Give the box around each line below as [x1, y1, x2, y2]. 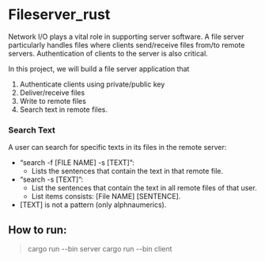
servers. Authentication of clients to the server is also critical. [8, 48, 208, 58]
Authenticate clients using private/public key [19, 79, 165, 89]
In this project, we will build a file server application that [8, 63, 190, 73]
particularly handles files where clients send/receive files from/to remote [8, 40, 245, 49]
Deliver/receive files [19, 87, 85, 97]
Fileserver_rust [8, 6, 111, 24]
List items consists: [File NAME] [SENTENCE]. [31, 192, 181, 202]
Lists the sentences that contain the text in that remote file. [31, 167, 224, 176]
